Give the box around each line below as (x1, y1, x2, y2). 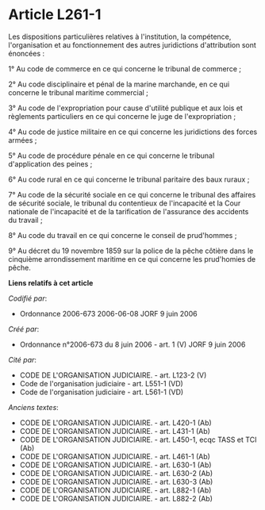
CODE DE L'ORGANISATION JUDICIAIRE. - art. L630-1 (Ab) (19, 460, 212, 470)
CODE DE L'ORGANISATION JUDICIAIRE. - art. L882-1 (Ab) (19, 485, 212, 495)
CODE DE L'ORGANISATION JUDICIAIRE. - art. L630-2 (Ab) (19, 468, 213, 477)
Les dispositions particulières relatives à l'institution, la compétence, (8, 32, 232, 41)
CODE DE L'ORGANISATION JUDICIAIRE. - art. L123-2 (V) (19, 370, 207, 380)
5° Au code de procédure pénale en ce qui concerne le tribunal (8, 151, 215, 160)
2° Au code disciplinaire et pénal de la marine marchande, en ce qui (8, 79, 230, 89)
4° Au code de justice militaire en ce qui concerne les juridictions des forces (8, 127, 258, 136)
